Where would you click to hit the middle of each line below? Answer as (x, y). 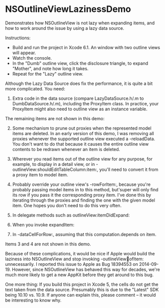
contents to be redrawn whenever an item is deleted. (66, 149)
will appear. (24, 53)
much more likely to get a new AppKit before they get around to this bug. (79, 275)
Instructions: (18, 38)
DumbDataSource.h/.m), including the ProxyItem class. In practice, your (85, 103)
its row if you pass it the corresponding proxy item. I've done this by (82, 195)
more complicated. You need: (35, 88)
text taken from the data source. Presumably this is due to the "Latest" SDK (82, 290)
